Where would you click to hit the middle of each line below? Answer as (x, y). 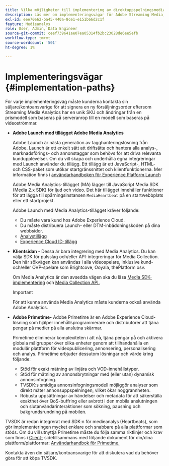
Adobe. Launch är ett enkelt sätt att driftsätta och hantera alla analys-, (85, 148)
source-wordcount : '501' (31, 43)
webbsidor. (32, 230)
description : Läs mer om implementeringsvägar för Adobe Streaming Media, (85, 15)
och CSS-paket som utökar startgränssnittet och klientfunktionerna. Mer (87, 169)
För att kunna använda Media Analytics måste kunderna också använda (87, 302)
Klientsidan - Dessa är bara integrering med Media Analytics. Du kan (84, 251)
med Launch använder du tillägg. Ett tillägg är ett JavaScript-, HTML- (84, 164)
